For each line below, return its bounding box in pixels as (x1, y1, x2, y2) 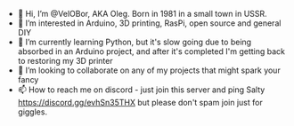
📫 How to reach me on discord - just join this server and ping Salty (17, 84, 265, 95)
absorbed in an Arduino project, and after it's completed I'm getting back (17, 46, 285, 57)
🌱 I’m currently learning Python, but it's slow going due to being (17, 36, 252, 47)
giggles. (17, 106, 47, 117)
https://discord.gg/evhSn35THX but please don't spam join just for (17, 98, 263, 107)
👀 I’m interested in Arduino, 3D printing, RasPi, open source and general (17, 18, 282, 28)
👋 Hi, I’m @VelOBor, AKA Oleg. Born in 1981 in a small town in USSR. (17, 9, 267, 19)
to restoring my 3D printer (17, 56, 113, 66)
